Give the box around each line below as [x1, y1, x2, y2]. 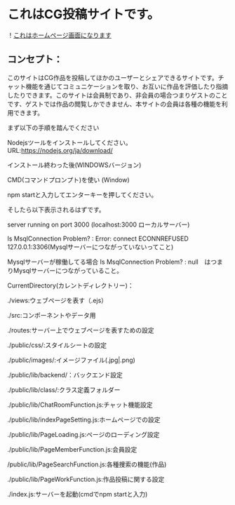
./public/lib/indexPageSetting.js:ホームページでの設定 [7, 415, 161, 424]
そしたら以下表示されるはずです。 [7, 205, 105, 214]
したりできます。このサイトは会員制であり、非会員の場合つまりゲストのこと [7, 90, 228, 99]
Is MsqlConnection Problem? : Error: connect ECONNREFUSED [7, 234, 189, 243]
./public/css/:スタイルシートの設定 [7, 341, 107, 349]
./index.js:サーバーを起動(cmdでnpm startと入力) [7, 490, 148, 498]
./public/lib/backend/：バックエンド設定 [7, 370, 123, 379]
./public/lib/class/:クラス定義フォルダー [7, 385, 121, 393]
